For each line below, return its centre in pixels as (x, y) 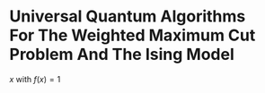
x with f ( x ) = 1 (35, 79)
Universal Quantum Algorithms (128, 17)
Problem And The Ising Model (122, 55)
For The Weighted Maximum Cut (132, 35)
